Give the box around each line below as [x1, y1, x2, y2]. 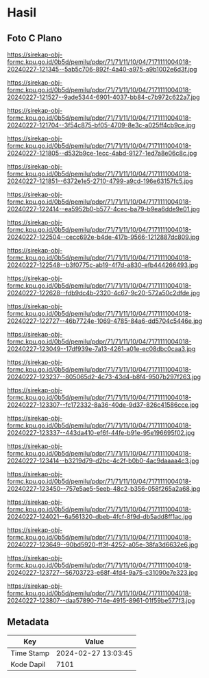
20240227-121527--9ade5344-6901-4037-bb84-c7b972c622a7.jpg [7, 93, 200, 101]
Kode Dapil [10, 659, 46, 669]
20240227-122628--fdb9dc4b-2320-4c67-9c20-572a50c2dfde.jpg [7, 289, 200, 297]
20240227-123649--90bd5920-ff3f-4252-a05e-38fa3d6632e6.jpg [7, 540, 199, 549]
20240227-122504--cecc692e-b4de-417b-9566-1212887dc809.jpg [7, 233, 200, 241]
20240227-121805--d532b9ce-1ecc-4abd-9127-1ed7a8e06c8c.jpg [7, 149, 197, 157]
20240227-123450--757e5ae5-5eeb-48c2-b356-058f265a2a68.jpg [7, 485, 201, 493]
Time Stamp [10, 648, 50, 658]
